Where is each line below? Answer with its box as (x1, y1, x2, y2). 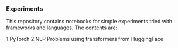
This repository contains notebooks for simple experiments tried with (6, 18, 173, 25)
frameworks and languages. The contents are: (6, 24, 118, 31)
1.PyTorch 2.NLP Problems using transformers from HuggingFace (6, 36, 164, 43)
